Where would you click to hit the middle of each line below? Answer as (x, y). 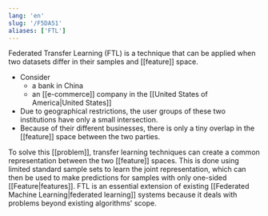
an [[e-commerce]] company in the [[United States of (120, 94)
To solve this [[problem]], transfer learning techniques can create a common (134, 152)
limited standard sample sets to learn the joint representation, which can (127, 170)
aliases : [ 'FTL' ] (37, 30)
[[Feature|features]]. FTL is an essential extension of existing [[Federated (129, 186)
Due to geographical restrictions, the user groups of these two (123, 111)
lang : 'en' (26, 16)
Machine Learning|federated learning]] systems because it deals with (123, 195)
